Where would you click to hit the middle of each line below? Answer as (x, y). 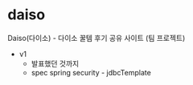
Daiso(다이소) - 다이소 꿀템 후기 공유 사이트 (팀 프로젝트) (96, 38)
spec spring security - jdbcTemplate (91, 72)
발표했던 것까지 (55, 63)
